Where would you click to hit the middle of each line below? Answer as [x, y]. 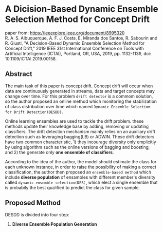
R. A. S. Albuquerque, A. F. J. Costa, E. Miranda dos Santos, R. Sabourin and [81, 38]
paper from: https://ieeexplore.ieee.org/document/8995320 [65, 33]
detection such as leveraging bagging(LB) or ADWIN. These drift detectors [80, 136]
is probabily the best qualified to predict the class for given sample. [72, 187]
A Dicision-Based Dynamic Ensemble [82, 9]
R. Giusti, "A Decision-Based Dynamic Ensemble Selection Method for [75, 43]
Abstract [19, 74]
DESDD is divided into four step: [37, 214]
